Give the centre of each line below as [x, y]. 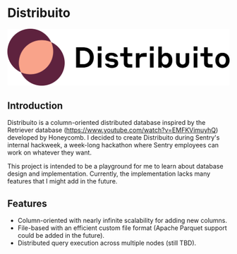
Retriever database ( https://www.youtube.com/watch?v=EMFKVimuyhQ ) [113, 130]
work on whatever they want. [49, 152]
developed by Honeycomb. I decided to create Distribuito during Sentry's [114, 138]
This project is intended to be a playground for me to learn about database [115, 167]
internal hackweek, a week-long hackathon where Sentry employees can [113, 145]
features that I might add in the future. [62, 181]
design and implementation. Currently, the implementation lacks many [109, 174]
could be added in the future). [61, 235]
